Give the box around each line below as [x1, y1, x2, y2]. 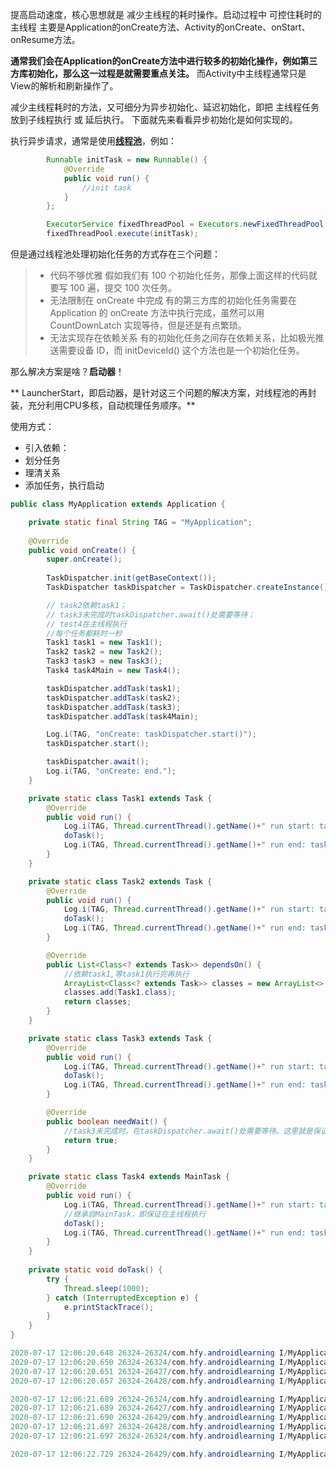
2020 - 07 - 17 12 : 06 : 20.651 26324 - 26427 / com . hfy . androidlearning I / [10, 1366, 289, 1377]
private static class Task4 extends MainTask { [28, 1172, 230, 1182]
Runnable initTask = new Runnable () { [46, 155, 208, 165]
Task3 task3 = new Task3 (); [46, 656, 163, 667]
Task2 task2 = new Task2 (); [46, 647, 163, 657]
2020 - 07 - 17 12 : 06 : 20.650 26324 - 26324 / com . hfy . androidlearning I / [10, 1357, 289, 1367]
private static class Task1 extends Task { [28, 793, 213, 803]
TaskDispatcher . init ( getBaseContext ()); [46, 573, 217, 583]
